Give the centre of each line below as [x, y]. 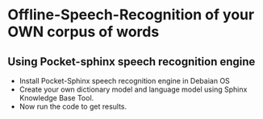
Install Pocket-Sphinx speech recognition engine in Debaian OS [125, 81]
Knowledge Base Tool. [56, 98]
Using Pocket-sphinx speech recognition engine [131, 62]
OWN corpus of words [83, 32]
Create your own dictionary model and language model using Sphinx [133, 89]
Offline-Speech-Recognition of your [131, 15]
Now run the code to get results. [73, 107]
